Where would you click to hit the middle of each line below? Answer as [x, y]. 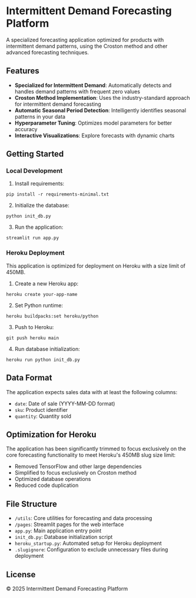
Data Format [29, 378]
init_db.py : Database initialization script [64, 537]
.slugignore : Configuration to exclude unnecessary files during [91, 550]
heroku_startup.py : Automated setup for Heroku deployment [88, 543]
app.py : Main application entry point [58, 531]
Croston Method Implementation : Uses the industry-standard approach [102, 97]
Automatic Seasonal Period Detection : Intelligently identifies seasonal [100, 110]
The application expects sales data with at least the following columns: [92, 392]
